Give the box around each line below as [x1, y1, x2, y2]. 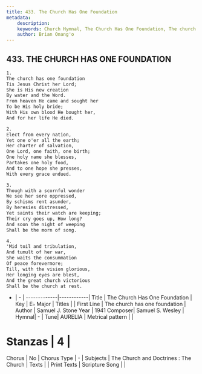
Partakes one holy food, [6, 160, 69, 166]
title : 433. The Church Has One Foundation [6, 8, 118, 15]
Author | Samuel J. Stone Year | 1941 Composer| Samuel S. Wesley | [15, 307, 184, 314]
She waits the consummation [6, 255, 77, 261]
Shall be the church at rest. [6, 283, 83, 289]
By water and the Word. [6, 92, 67, 99]
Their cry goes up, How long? [6, 216, 83, 222]
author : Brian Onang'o [17, 32, 74, 38]
